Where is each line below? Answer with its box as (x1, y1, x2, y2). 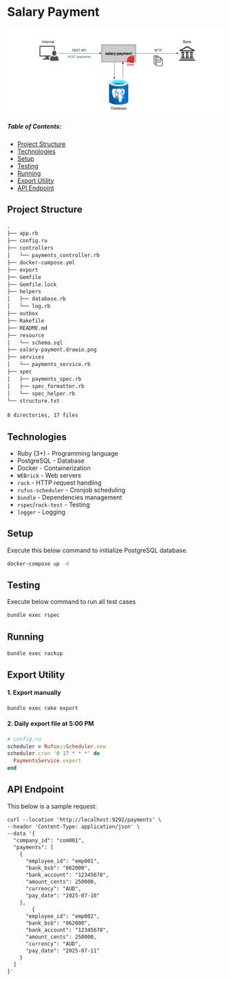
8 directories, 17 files (7, 412, 79, 419)
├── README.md (7, 325, 48, 332)
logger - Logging (17, 507, 65, 516)
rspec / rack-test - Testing (17, 500, 90, 509)
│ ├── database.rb (7, 296, 67, 303)
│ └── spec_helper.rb (7, 390, 76, 397)
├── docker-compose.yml (7, 259, 76, 266)
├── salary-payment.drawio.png (7, 346, 97, 354)
